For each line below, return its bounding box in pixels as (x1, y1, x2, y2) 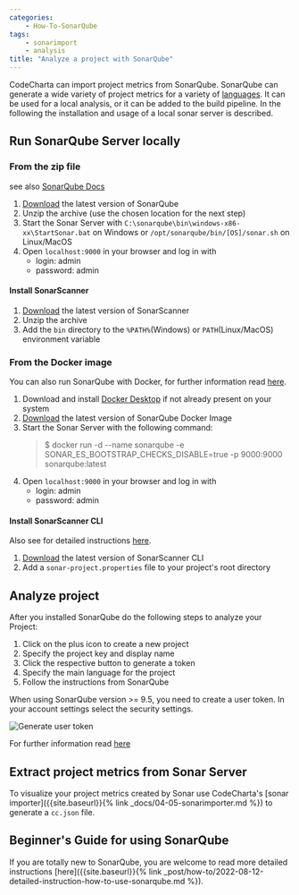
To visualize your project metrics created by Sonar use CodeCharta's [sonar (9, 788, 289, 799)
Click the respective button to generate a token (21, 658, 195, 669)
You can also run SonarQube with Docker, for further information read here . (9, 377, 287, 388)
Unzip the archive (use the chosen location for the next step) (21, 208, 246, 218)
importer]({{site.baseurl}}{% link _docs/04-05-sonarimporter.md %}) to (9, 797, 273, 808)
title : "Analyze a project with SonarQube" (9, 55, 174, 64)
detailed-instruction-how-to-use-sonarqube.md (9, 875, 186, 886)
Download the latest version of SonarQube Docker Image (21, 413, 233, 423)
